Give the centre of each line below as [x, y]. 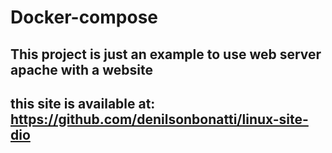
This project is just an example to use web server [166, 54]
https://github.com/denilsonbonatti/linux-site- [159, 119]
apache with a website [81, 69]
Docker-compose [84, 17]
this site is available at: [83, 103]
